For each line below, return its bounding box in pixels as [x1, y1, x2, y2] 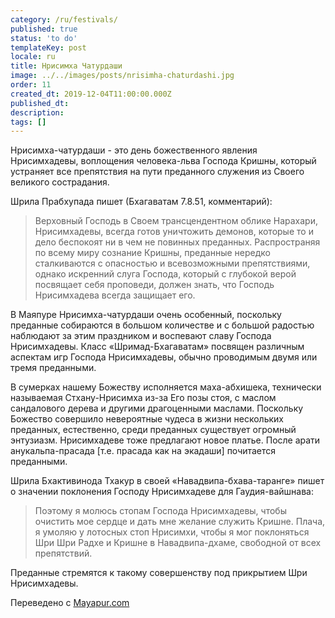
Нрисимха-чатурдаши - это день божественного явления [10, 144, 258, 156]
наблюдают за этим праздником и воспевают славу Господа [10, 330, 272, 342]
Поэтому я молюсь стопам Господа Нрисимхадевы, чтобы [34, 505, 287, 517]
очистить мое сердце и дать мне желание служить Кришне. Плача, [34, 516, 326, 528]
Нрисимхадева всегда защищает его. [34, 289, 196, 301]
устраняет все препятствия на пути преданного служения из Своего [10, 166, 305, 178]
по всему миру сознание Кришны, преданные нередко [34, 247, 271, 259]
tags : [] [10, 117, 47, 127]
